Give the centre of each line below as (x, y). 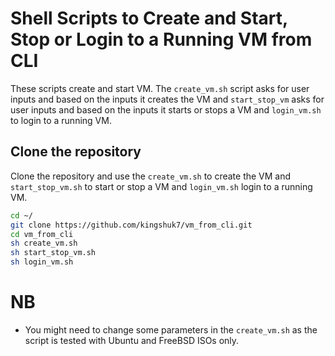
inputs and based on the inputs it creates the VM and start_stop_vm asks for (167, 99)
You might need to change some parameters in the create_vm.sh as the (171, 329)
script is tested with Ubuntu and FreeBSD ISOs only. (132, 340)
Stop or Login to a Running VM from (161, 39)
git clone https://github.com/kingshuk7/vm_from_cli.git (131, 225)
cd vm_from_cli (42, 234)
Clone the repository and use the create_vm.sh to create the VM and (151, 176)
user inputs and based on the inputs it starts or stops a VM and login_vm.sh (166, 109)
